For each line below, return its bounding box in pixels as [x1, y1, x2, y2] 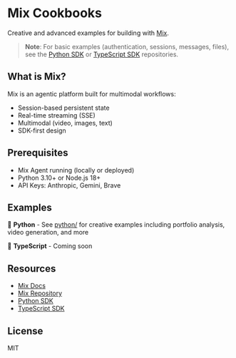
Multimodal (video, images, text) [17, 118, 113, 127]
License [7, 324, 43, 337]
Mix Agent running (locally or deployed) [17, 165, 135, 174]
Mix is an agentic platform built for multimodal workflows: [7, 89, 176, 98]
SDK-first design [17, 126, 66, 135]
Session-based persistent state [17, 103, 110, 112]
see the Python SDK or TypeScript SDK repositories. [24, 50, 179, 58]
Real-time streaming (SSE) [17, 111, 96, 119]
